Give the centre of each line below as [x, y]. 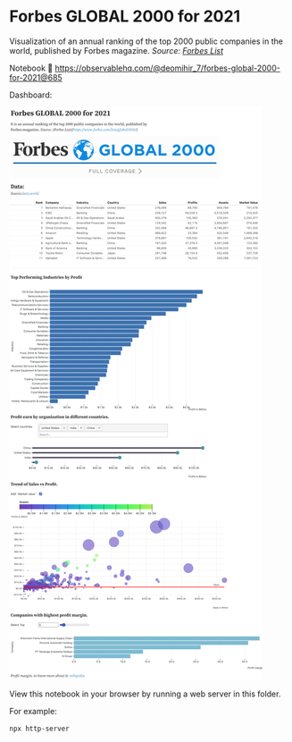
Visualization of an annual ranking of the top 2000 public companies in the [146, 41]
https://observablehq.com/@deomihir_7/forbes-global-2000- [168, 68]
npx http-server [39, 729]
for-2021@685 [36, 77]
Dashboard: [31, 95]
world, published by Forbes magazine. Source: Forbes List [117, 50]
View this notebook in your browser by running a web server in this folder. [145, 694]
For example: [33, 711]
